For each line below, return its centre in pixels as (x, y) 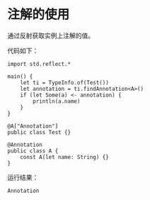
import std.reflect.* (39, 64)
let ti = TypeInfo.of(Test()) (65, 82)
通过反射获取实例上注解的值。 (51, 35)
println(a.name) (57, 101)
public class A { (33, 151)
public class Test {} (39, 132)
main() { (20, 76)
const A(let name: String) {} (65, 157)
